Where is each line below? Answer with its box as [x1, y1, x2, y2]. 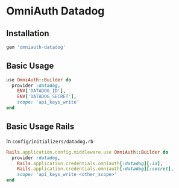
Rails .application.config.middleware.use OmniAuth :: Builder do [6, 149, 169, 155]
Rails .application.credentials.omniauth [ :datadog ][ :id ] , [17, 160, 163, 166]
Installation [6, 28, 49, 39]
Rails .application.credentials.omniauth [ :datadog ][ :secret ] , [17, 166, 174, 172]
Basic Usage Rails [6, 122, 74, 132]
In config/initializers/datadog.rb [6, 137, 93, 145]
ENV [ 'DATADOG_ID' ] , [17, 88, 66, 94]
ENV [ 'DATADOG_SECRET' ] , [17, 93, 77, 100]
